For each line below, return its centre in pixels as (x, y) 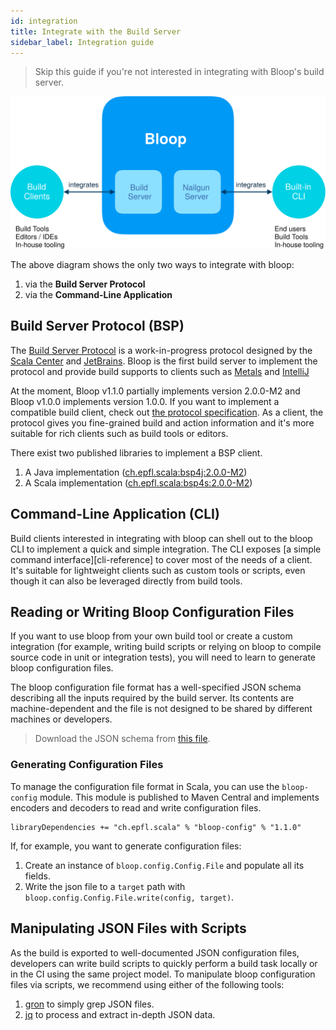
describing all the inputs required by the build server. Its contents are (152, 698)
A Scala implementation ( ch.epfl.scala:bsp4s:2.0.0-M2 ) (138, 482)
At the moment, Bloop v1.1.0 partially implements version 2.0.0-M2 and (155, 391)
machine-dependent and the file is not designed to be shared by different (161, 709)
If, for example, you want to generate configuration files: (126, 846)
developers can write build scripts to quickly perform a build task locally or (164, 963)
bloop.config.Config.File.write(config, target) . (129, 897)
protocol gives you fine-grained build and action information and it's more (162, 422)
